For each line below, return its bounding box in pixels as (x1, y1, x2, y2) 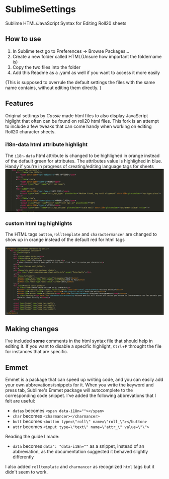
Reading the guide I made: (5, 434, 60, 440)
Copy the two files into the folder (12, 64, 81, 70)
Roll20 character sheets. (5, 128, 56, 134)
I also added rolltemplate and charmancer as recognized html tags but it (5, 464, 154, 470)
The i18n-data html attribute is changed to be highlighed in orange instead (5, 152, 160, 158)
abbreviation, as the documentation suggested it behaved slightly (12, 449, 148, 455)
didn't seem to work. (5, 469, 48, 475)
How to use (5, 35, 41, 43)
